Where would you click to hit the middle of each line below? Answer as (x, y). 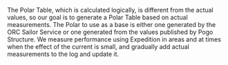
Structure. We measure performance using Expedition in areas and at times (114, 39)
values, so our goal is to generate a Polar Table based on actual (97, 17)
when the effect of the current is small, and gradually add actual (98, 47)
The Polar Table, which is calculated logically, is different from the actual (111, 10)
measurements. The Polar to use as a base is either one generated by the (112, 25)
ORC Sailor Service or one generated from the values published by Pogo (110, 32)
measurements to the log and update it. (63, 54)
